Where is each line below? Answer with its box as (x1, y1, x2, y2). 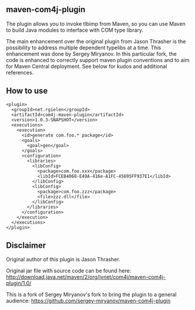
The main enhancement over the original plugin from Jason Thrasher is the (6, 38, 186, 45)
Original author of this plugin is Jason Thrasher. (6, 256, 121, 263)
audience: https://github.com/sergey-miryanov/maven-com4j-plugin (6, 297, 171, 304)
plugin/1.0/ (6, 280, 32, 287)
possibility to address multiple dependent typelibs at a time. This (6, 44, 162, 51)
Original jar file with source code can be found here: (6, 267, 131, 274)
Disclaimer (6, 240, 46, 251)
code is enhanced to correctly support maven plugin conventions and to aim (6, 56, 190, 63)
